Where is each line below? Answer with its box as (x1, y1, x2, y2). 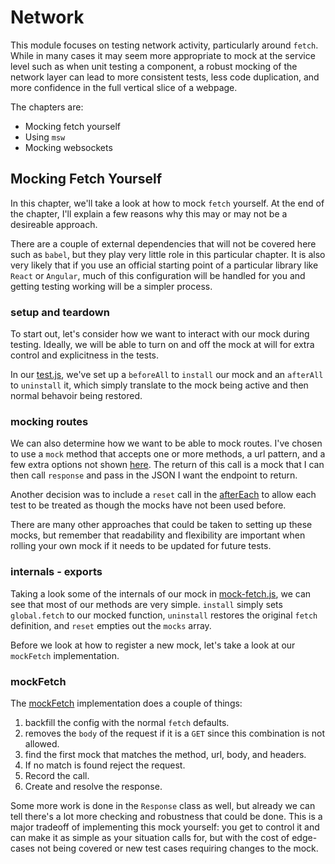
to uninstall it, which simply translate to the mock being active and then (10, 379, 309, 391)
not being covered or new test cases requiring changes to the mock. (36, 842, 319, 854)
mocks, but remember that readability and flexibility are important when (10, 529, 306, 541)
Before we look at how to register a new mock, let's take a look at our (10, 639, 296, 651)
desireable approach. (10, 218, 98, 230)
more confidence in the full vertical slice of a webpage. (10, 81, 238, 93)
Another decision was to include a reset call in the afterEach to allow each (10, 489, 317, 501)
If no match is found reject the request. (24, 759, 186, 771)
